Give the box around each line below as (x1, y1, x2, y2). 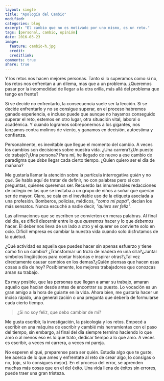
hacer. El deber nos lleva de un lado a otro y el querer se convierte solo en (5, 223, 155, 229)
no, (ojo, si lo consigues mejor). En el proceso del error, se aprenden (5, 360, 143, 366)
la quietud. (5, 234, 27, 240)
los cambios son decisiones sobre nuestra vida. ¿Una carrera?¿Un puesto (5, 147, 154, 153)
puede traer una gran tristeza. (5, 370, 65, 376)
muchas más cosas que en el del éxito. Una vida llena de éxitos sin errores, (5, 365, 157, 371)
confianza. (5, 132, 26, 138)
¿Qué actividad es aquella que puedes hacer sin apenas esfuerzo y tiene (5, 243, 152, 249)
